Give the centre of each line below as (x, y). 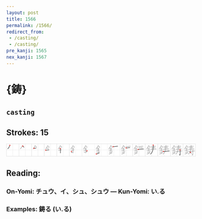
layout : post (23, 13)
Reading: (23, 174)
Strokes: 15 (28, 132)
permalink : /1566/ (29, 25)
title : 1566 (21, 19)
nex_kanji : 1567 (26, 57)
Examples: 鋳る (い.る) (39, 209)
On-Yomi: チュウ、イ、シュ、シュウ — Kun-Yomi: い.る (86, 191)
